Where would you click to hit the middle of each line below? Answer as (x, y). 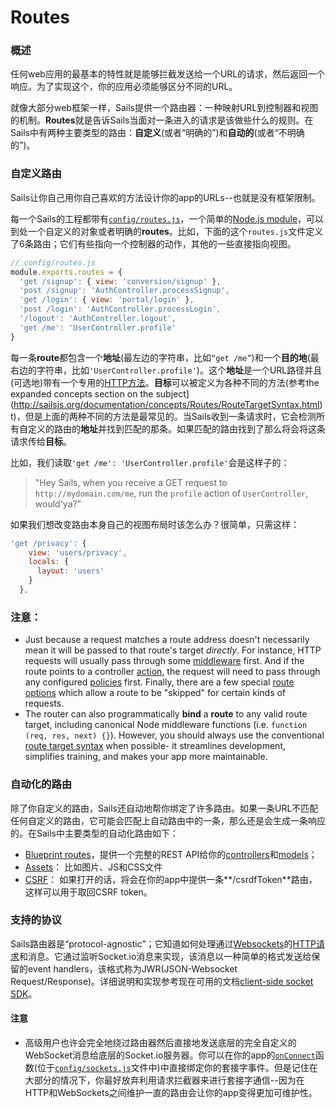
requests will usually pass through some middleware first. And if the (164, 661)
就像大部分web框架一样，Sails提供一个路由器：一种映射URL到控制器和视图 (164, 108)
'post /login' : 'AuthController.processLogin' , (120, 309)
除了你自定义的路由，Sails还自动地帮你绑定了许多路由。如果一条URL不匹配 (164, 808)
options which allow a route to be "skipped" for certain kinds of (155, 693)
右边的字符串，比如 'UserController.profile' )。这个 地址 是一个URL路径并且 (166, 370)
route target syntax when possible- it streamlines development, (155, 746)
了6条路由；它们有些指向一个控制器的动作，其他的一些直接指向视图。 (153, 243)
